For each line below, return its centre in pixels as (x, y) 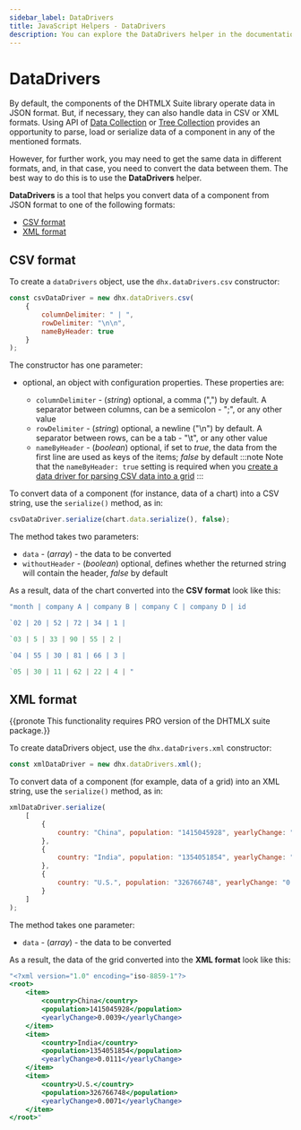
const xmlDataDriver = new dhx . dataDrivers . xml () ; (106, 765)
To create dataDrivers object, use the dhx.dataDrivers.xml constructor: (141, 748)
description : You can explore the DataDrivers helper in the (126, 34)
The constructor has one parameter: (76, 365)
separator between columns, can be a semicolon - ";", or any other (159, 410)
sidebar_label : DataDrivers (62, 17)
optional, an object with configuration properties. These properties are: (153, 383)
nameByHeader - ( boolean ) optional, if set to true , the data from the (156, 448)
